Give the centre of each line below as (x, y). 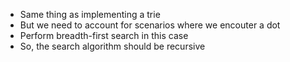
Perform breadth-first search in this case (104, 35)
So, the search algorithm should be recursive (112, 46)
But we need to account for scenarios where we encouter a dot (150, 25)
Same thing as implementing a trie (90, 14)
